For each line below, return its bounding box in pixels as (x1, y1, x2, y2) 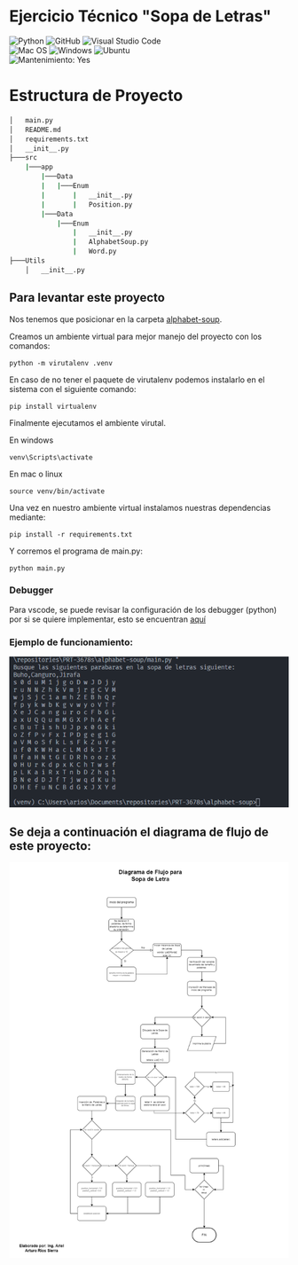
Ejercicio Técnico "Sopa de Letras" (9, 6, 272, 27)
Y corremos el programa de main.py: (9, 546, 144, 556)
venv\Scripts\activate (9, 452, 93, 462)
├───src (9, 153, 38, 162)
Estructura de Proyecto (9, 86, 184, 106)
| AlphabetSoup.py (72, 238, 149, 247)
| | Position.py (41, 200, 133, 209)
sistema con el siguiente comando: (9, 383, 137, 394)
